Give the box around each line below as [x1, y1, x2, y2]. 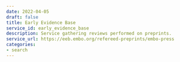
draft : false [6, 14, 39, 20]
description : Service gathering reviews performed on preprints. [6, 31, 172, 37]
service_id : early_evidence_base [6, 25, 89, 31]
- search [6, 47, 28, 53]
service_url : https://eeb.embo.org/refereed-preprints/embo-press [6, 36, 175, 42]
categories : [6, 42, 36, 48]
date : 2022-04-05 [6, 8, 49, 15]
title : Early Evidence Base [6, 19, 76, 25]
